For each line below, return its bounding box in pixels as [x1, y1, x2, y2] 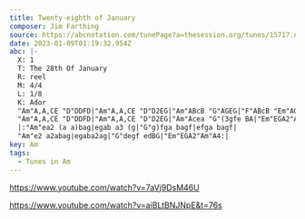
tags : [9, 148, 30, 157]
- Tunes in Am [17, 156, 71, 166]
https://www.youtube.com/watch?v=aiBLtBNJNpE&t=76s [9, 199, 222, 210]
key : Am [9, 140, 39, 149]
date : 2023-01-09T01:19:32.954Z [9, 38, 132, 48]
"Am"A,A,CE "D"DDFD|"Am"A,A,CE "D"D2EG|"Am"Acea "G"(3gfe [17, 114, 242, 124]
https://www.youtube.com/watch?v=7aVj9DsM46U [9, 182, 200, 193]
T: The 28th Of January [17, 65, 107, 74]
